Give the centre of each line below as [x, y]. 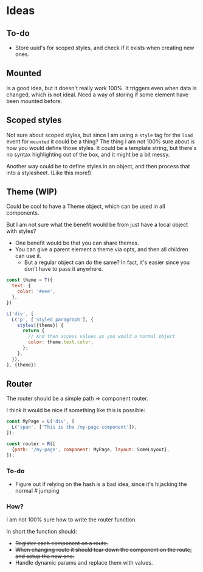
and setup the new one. [45, 556]
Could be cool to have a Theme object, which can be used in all [86, 206]
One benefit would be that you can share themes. [77, 243]
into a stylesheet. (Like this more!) [49, 173]
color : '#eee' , [36, 291]
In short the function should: [42, 532]
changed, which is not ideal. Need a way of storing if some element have [98, 95]
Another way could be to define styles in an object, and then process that [98, 166]
